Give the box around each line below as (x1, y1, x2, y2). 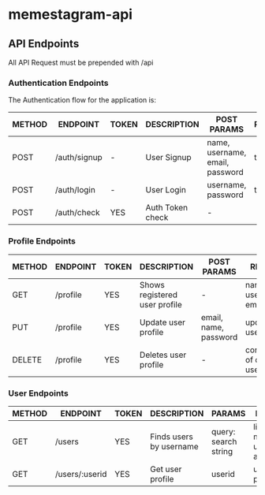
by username (149, 441, 199, 452)
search (211, 436, 237, 447)
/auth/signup (54, 152, 103, 163)
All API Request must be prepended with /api (8, 58, 154, 67)
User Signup (145, 152, 192, 163)
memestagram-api (8, 6, 132, 24)
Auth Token (145, 203, 188, 214)
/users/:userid (54, 468, 107, 479)
